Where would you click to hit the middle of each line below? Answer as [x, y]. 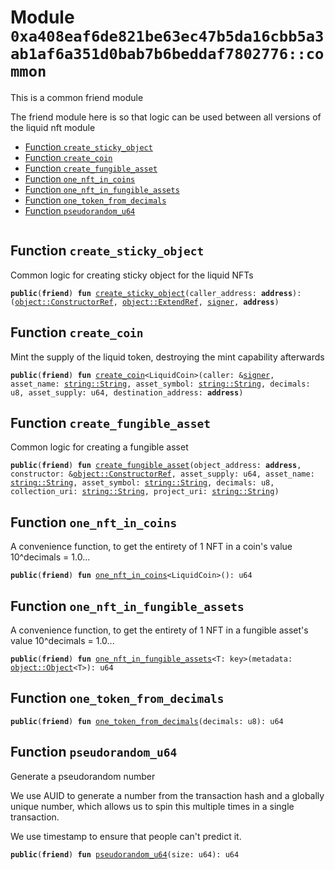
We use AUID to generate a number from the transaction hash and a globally [167, 795]
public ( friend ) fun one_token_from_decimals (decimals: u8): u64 [147, 721]
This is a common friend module [77, 97]
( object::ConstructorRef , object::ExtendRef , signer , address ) [145, 302]
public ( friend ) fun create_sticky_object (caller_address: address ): [156, 293]
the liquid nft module [53, 127]
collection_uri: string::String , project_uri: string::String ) [145, 492]
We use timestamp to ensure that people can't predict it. [126, 836]
